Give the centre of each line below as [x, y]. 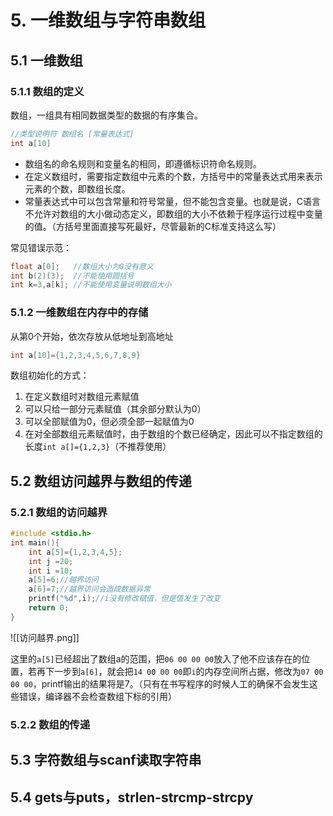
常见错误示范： [41, 247]
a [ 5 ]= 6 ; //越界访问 [63, 580]
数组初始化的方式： [50, 375]
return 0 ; [49, 608]
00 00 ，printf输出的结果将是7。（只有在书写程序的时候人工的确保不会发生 [160, 683]
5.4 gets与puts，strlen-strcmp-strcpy [132, 797]
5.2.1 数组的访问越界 [59, 512]
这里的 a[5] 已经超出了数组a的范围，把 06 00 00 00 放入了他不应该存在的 [156, 658]
